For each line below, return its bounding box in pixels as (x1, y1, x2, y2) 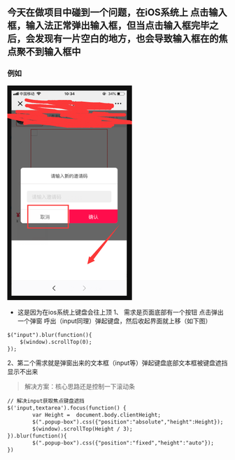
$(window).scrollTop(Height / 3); (32, 425, 133, 432)
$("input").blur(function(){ (7, 331, 92, 338)
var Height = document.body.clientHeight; (32, 411, 161, 418)
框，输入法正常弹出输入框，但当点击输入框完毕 (7, 20, 210, 31)
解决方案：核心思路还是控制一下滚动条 (24, 382, 135, 390)
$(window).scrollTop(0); (20, 338, 92, 345)
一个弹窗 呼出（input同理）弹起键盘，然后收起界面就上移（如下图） (17, 317, 212, 325)
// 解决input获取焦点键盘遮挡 (7, 397, 85, 404)
